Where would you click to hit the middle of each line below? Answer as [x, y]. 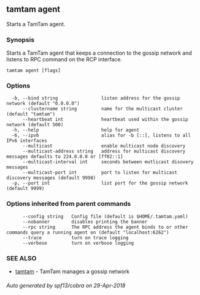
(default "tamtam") [31, 114]
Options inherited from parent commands [69, 204]
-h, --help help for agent [75, 130]
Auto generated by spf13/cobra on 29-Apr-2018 [66, 285]
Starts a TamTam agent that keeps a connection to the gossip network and [99, 53]
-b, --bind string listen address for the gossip [96, 98]
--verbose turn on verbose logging [78, 243]
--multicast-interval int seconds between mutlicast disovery [108, 162]
